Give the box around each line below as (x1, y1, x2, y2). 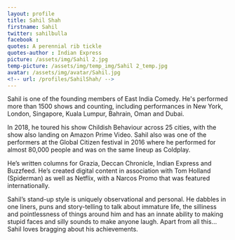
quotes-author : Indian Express (7, 50, 102, 57)
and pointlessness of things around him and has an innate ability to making (7, 210, 224, 218)
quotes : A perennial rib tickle (7, 43, 102, 50)
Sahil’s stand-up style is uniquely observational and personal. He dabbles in (7, 195, 227, 204)
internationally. (7, 182, 51, 190)
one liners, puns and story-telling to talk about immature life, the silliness (7, 203, 217, 211)
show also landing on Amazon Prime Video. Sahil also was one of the (7, 131, 207, 139)
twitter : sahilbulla (7, 29, 68, 37)
